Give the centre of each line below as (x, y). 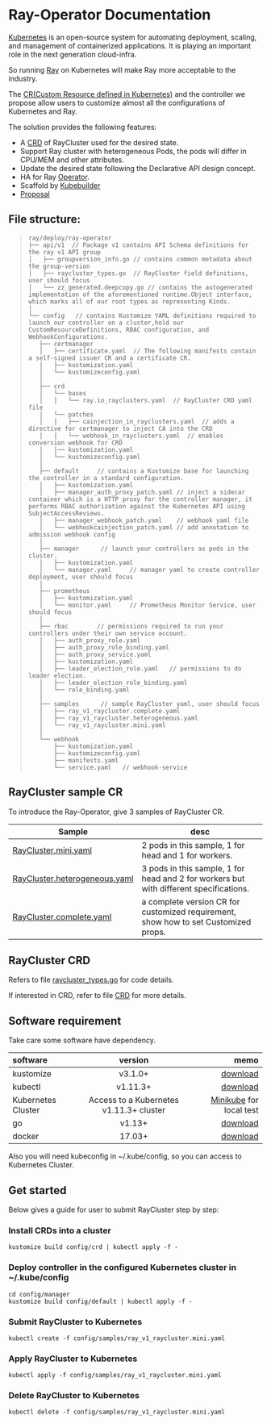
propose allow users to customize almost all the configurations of (117, 102)
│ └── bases (63, 393)
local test (241, 1110)
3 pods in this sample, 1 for (193, 868)
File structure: (44, 219)
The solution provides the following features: (83, 127)
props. (154, 932)
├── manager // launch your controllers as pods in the (144, 549)
